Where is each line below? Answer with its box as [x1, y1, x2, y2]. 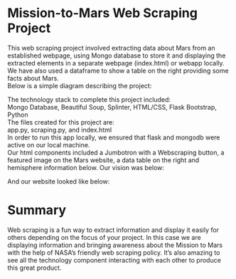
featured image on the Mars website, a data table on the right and [7, 155, 200, 164]
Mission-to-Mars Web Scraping [7, 5, 198, 21]
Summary [7, 202, 66, 219]
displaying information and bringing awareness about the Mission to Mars [7, 241, 222, 249]
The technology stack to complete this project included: [7, 95, 171, 104]
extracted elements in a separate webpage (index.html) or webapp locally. [7, 58, 225, 67]
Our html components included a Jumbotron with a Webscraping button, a [7, 148, 225, 157]
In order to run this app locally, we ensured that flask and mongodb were [7, 133, 220, 142]
